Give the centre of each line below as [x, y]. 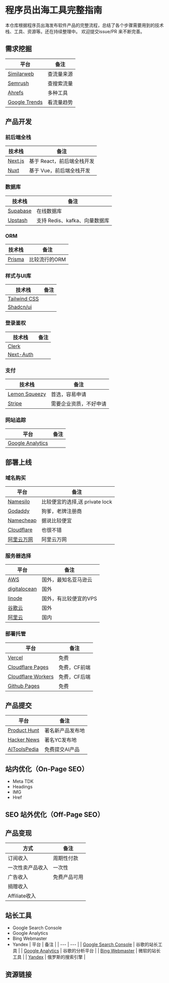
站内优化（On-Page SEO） [47, 769]
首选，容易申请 [69, 394]
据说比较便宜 [57, 520]
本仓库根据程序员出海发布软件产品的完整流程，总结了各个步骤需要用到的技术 [84, 25]
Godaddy [19, 511]
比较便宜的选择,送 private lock [77, 502]
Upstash [18, 220]
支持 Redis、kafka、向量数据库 [73, 220]
